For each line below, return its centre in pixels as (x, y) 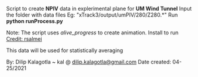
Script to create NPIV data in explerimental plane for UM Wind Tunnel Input (99, 9)
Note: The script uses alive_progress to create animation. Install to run (92, 33)
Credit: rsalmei (24, 39)
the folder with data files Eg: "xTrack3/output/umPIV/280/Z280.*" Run (92, 15)
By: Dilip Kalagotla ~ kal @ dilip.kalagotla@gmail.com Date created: (89, 62)
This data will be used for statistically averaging (65, 50)
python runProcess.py (35, 21)
